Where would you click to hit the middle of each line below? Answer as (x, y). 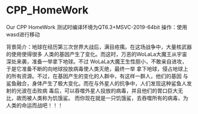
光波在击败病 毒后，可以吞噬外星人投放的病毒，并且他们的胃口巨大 (97, 91)
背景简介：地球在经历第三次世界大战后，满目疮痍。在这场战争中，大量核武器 (99, 47)
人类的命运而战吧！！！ (34, 105)
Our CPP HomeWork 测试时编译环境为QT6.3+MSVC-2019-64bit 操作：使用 (97, 27)
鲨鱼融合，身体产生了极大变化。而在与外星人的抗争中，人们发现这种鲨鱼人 (96, 83)
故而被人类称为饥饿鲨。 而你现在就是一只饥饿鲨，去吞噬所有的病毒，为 (102, 98)
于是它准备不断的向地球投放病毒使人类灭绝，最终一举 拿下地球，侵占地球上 (97, 68)
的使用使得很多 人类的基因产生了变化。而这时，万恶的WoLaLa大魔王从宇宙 (97, 54)
